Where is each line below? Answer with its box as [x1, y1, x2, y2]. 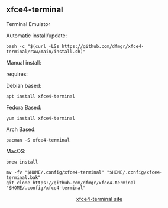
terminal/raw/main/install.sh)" [6, 49, 86, 55]
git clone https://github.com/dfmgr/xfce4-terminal [6, 180, 136, 185]
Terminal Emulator [6, 20, 51, 27]
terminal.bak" [6, 174, 41, 180]
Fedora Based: [6, 104, 42, 111]
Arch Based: [6, 126, 37, 133]
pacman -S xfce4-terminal [6, 137, 70, 143]
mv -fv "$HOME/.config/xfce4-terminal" [6, 169, 105, 175]
